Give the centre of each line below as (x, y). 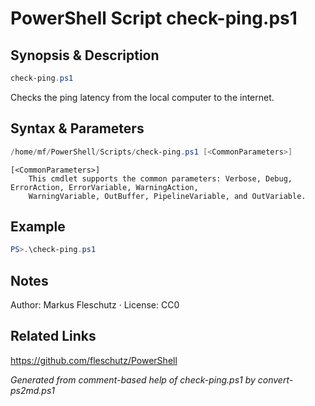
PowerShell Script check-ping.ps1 (154, 18)
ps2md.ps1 (33, 390)
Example (38, 226)
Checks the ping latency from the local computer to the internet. (142, 97)
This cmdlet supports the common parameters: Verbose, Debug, (160, 178)
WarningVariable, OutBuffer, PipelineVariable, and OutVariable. (167, 196)
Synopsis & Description (85, 55)
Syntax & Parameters (77, 128)
